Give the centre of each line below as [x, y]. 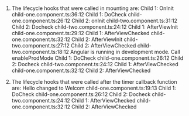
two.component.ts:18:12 [40, 52]
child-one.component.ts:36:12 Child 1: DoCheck [69, 14]
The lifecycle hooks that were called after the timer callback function [94, 81]
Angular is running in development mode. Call [125, 52]
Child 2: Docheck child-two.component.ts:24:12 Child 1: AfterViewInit [95, 27]
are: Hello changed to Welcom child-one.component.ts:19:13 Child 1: [94, 88]
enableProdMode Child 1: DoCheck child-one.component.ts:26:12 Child [97, 58]
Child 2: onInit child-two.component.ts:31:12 [124, 21]
